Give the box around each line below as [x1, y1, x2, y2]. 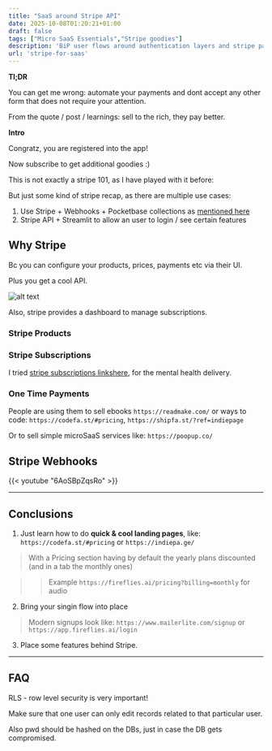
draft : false [8, 27, 53, 35]
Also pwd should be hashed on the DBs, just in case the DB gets [8, 724, 223, 734]
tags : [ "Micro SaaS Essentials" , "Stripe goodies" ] [8, 34, 183, 43]
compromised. [8, 732, 57, 743]
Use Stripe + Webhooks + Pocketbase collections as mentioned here [19, 206, 250, 216]
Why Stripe [8, 239, 66, 252]
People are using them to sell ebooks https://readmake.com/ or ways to [8, 407, 247, 417]
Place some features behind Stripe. [19, 640, 138, 650]
